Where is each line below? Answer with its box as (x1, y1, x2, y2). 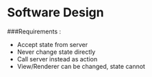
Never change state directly (16, 48, 96, 56)
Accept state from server (16, 40, 88, 48)
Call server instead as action (16, 55, 98, 63)
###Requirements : (7, 27, 62, 35)
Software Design (7, 5, 104, 20)
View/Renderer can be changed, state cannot (16, 62, 146, 70)
